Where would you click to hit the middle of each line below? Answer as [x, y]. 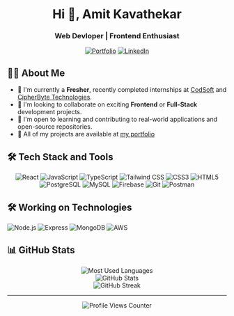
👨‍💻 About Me [36, 73]
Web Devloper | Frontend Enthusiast [117, 36]
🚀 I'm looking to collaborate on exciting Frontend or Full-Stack [107, 104]
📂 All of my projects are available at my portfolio [86, 134]
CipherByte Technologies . [55, 97]
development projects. [49, 112]
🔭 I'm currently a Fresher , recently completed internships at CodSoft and [122, 90]
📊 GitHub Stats [41, 250]
